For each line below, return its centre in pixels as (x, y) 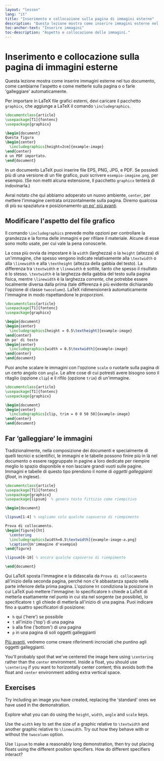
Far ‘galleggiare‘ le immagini (49, 439)
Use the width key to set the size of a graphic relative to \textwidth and (77, 724)
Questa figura (20, 138)
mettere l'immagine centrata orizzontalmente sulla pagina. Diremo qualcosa (81, 200)
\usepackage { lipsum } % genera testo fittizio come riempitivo (71, 499)
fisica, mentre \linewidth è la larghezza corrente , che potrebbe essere (76, 279)
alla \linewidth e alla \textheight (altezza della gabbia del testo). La (74, 263)
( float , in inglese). (23, 476)
